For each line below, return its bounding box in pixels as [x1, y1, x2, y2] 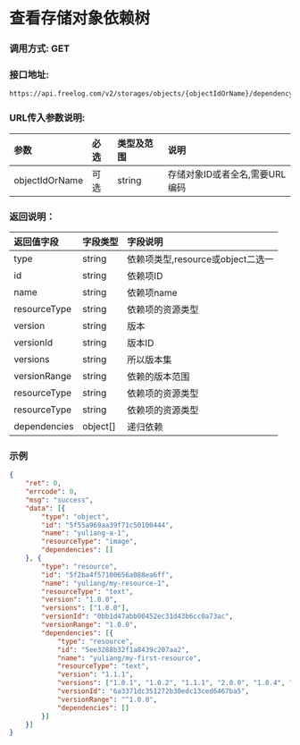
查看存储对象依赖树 [9, 8, 151, 29]
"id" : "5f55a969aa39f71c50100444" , [41, 521, 174, 529]
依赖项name [127, 287, 178, 299]
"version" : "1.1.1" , [56, 670, 134, 680]
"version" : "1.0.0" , [41, 596, 118, 605]
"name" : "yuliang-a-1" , [41, 529, 129, 538]
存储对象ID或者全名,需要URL [168, 167, 287, 180]
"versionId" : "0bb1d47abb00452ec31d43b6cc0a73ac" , [41, 612, 234, 622]
